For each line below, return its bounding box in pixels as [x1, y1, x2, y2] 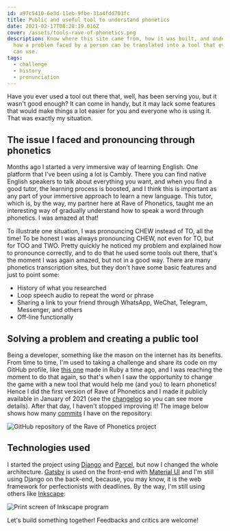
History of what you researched [16, 284, 107, 292]
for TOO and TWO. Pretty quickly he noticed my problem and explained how [7, 242, 222, 250]
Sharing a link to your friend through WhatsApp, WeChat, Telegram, [16, 298, 207, 307]
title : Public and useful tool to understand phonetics [7, 16, 170, 23]
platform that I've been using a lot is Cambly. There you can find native [7, 170, 207, 179]
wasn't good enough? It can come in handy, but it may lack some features [7, 100, 216, 108]
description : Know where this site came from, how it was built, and [7, 36, 210, 42]
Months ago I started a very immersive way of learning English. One [7, 163, 199, 171]
